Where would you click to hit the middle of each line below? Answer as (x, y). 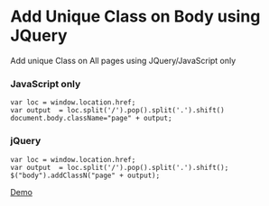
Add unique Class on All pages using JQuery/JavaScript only (123, 60)
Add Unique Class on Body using (135, 17)
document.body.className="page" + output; (91, 119)
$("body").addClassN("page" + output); (85, 175)
